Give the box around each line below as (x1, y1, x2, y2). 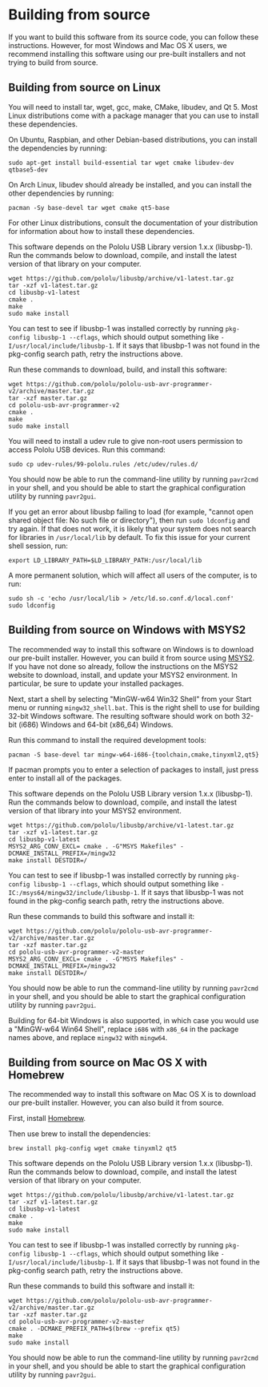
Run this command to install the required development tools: (8, 735, 206, 744)
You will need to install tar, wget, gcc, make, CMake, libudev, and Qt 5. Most (8, 102, 258, 111)
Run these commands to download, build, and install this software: (8, 365, 228, 374)
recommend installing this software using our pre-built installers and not (8, 49, 246, 58)
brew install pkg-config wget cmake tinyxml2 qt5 (8, 1144, 178, 1153)
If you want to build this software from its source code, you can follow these (8, 32, 259, 42)
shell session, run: (8, 541, 68, 550)
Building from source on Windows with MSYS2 (8, 623, 246, 637)
